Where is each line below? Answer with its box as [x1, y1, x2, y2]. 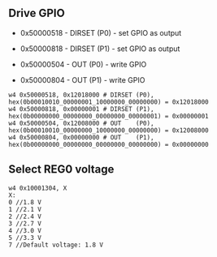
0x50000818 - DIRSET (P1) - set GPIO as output [20, 44, 180, 54]
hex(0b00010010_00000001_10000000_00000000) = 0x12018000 [8, 97, 209, 106]
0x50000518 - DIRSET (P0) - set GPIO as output [20, 28, 182, 37]
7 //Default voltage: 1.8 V [8, 241, 104, 249]
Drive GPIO [8, 6, 65, 20]
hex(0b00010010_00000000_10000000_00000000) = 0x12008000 [8, 126, 209, 135]
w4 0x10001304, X [8, 184, 67, 192]
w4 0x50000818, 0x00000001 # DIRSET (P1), [8, 105, 154, 113]
